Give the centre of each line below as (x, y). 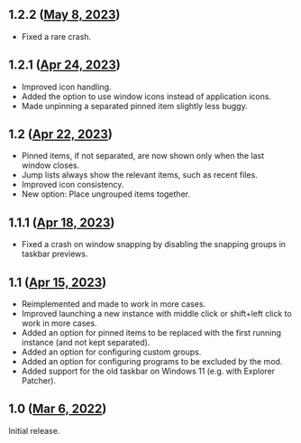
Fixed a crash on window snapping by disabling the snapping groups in (153, 245)
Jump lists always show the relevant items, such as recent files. (139, 175)
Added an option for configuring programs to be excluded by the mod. (152, 362)
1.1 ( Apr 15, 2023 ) (58, 282)
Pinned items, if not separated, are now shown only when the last (143, 156)
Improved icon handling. (66, 87)
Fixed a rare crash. (56, 36)
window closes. (50, 165)
